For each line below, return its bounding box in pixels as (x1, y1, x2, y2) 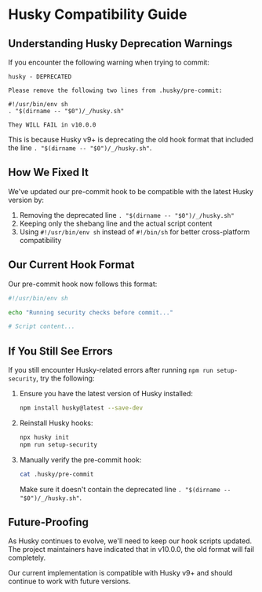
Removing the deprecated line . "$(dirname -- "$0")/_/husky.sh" (19, 210, 235, 219)
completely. (8, 553, 46, 563)
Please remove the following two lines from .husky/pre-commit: (8, 86, 223, 94)
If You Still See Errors (8, 344, 114, 358)
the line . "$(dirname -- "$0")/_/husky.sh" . (8, 143, 152, 153)
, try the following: (36, 373, 95, 383)
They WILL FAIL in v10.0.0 (8, 121, 96, 129)
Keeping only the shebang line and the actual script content (19, 219, 213, 228)
